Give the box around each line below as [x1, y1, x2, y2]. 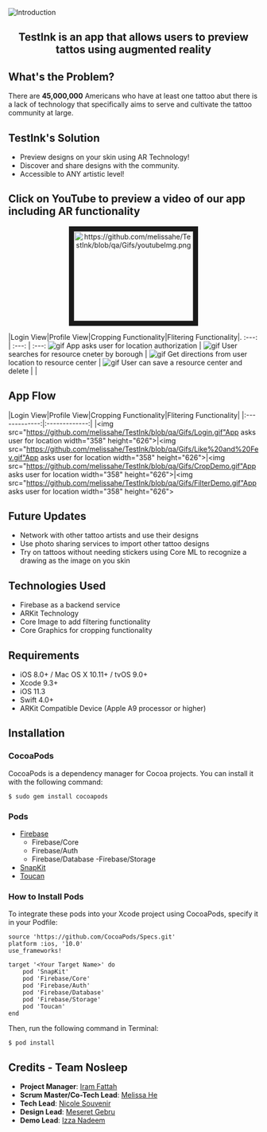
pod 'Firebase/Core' [22, 975, 91, 983]
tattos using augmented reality [55, 43, 212, 57]
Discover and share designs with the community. [19, 161, 180, 170]
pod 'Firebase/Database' [22, 989, 105, 997]
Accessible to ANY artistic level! [19, 170, 125, 179]
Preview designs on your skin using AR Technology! [19, 152, 190, 162]
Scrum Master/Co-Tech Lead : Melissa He [19, 1091, 158, 1100]
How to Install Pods [8, 891, 84, 902]
